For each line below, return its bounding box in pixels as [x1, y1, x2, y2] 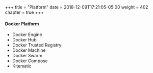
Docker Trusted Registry [12, 42, 62, 48]
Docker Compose [12, 58, 48, 64]
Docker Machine [12, 47, 46, 53]
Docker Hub [12, 37, 37, 43]
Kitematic [12, 63, 32, 69]
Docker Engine [12, 32, 43, 37]
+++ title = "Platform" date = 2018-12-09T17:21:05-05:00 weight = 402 [5, 4, 149, 10]
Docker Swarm [12, 53, 43, 59]
